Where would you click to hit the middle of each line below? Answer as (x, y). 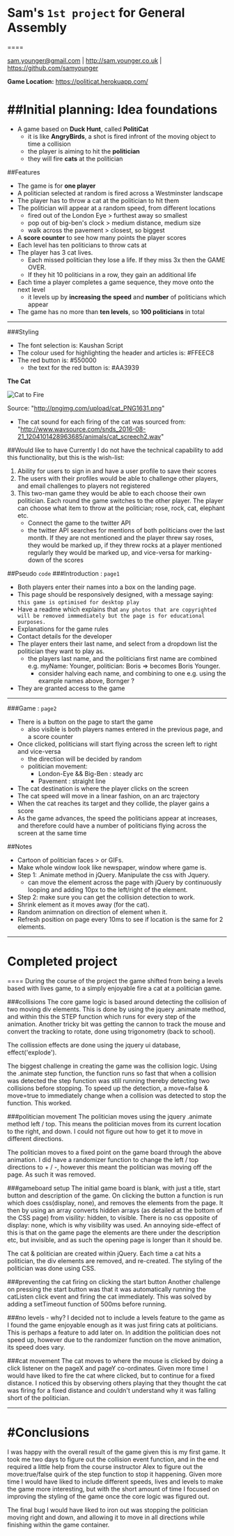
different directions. (36, 1138)
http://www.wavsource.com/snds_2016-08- (83, 429)
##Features (24, 172)
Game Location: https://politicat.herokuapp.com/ (78, 81)
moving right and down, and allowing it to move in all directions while (106, 1517)
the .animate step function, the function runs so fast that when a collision (112, 1073)
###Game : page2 (32, 708)
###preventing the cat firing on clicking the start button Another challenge (114, 1281)
